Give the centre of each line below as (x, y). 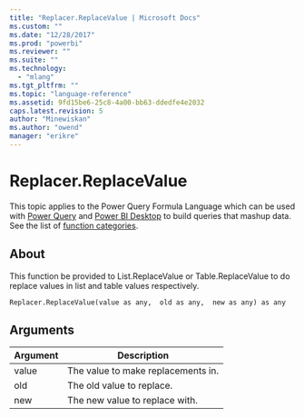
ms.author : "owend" (46, 128)
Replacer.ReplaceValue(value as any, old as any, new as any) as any (147, 302)
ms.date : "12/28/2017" (52, 35)
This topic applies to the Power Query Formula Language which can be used (152, 206)
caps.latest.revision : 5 (56, 111)
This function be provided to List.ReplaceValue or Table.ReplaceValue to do (150, 276)
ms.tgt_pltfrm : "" (44, 85)
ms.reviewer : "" (40, 52)
